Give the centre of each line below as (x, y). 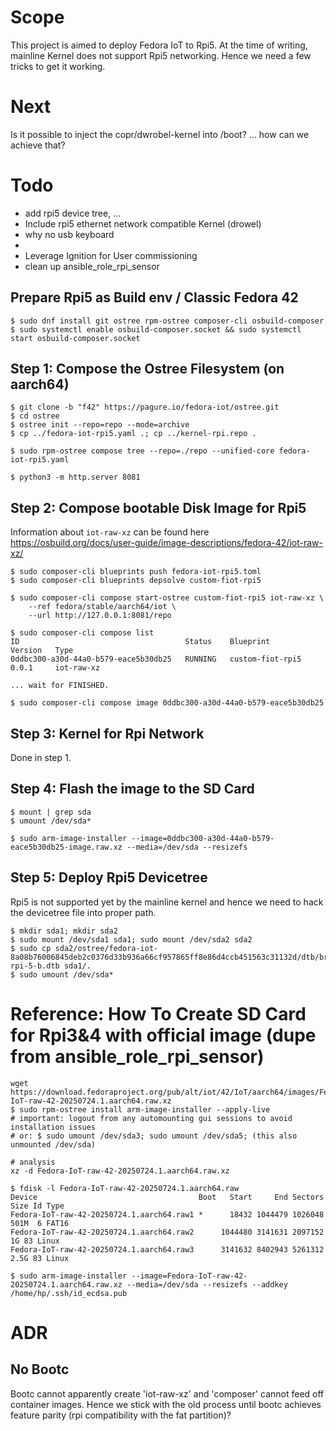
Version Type (42, 651)
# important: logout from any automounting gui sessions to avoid (151, 1118)
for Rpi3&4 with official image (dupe (163, 1035)
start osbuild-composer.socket (75, 338)
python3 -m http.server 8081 (80, 477)
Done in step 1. (41, 758)
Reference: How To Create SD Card (158, 1013)
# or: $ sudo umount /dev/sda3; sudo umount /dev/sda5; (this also (154, 1136)
